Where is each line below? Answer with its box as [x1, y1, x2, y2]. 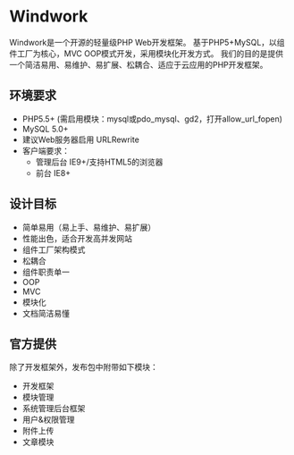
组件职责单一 [21, 266, 70, 277]
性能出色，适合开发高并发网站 [21, 232, 132, 243]
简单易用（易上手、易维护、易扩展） [21, 222, 156, 232]
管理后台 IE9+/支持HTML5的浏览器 [35, 156, 164, 167]
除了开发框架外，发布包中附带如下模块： [9, 362, 158, 373]
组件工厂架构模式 [21, 244, 86, 255]
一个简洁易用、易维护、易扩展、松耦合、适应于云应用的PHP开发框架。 [9, 59, 268, 70]
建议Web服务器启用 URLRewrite [21, 134, 140, 145]
